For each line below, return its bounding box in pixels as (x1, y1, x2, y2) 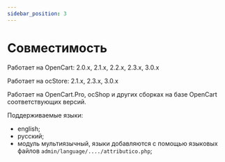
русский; (17, 131, 45, 140)
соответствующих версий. (7, 97, 87, 106)
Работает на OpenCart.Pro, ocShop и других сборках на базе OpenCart (7, 90, 217, 98)
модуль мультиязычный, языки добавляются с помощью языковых (17, 139, 218, 147)
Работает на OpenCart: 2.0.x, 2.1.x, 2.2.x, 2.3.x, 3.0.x (7, 63, 160, 72)
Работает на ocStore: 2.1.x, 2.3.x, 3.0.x (7, 76, 118, 85)
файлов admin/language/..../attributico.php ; (17, 147, 153, 155)
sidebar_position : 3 (7, 10, 68, 17)
